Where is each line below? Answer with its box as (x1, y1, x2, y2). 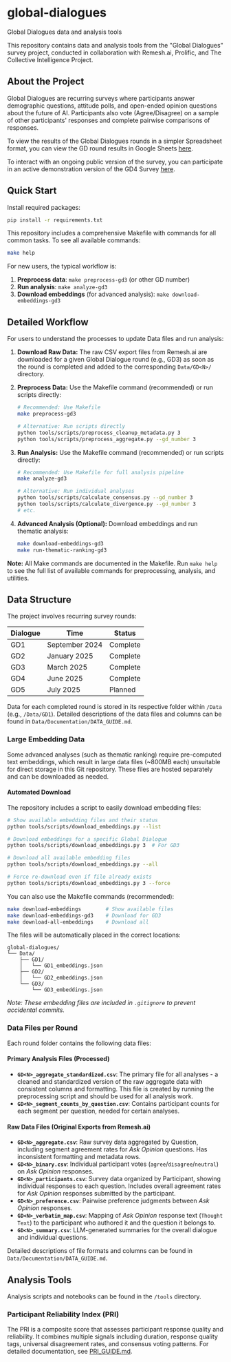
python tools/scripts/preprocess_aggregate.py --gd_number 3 (16, 436, 197, 442)
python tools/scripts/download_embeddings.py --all (7, 861, 158, 868)
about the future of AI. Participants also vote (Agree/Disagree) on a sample (7, 108, 219, 117)
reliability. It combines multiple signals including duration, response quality (7, 1332, 219, 1341)
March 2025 (47, 663, 88, 672)
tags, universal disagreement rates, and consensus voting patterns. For (7, 1340, 209, 1348)
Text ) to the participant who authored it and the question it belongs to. (16, 1218, 217, 1227)
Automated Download (7, 788, 71, 797)
